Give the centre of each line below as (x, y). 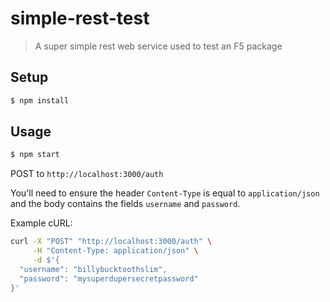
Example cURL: (41, 223)
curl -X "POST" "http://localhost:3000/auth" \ (111, 242)
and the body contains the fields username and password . (125, 204)
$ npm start (35, 155)
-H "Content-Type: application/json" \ (115, 251)
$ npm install (40, 100)
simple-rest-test (80, 18)
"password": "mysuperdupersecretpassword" (109, 278)
